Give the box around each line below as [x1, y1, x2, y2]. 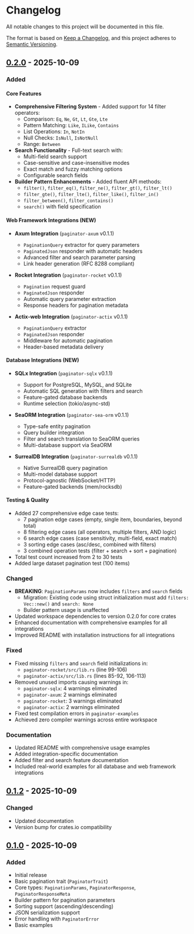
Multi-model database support [23, 471, 98, 478]
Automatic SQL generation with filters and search [23, 387, 143, 395]
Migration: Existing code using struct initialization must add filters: [23, 594, 189, 601]
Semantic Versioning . [6, 41, 58, 48]
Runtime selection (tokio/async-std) [23, 400, 111, 407]
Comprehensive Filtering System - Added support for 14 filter [14, 103, 166, 110]
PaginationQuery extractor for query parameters [23, 241, 140, 248]
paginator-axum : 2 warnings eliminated [23, 691, 117, 698]
